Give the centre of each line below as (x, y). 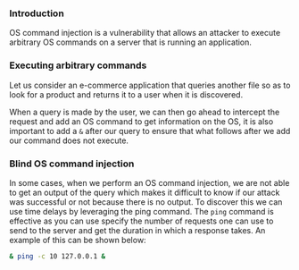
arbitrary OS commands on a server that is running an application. (131, 42)
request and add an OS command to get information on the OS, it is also (141, 121)
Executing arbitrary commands (78, 65)
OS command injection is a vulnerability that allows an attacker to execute (145, 33)
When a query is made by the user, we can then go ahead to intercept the (145, 112)
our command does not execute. (69, 140)
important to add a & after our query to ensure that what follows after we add (150, 131)
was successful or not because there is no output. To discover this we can (146, 202)
